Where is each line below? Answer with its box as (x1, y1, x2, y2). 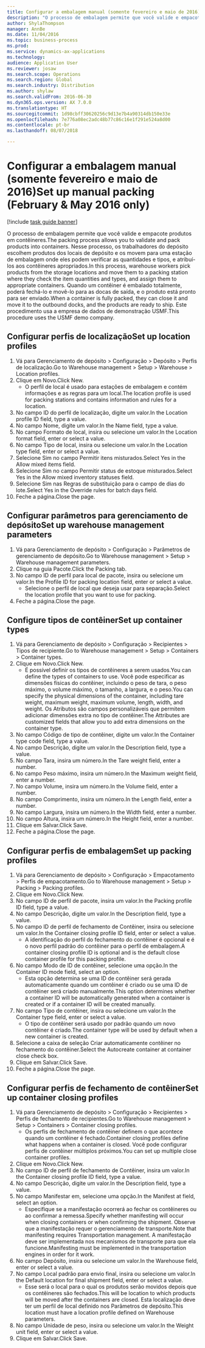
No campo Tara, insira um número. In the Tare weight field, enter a (15, 757, 181, 764)
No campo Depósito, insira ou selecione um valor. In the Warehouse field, (15, 1257, 198, 1264)
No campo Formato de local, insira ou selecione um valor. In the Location (15, 428, 197, 436)
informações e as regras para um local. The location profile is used (24, 389, 191, 397)
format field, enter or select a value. (15, 434, 106, 442)
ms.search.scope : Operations (7, 71, 81, 77)
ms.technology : (7, 54, 46, 60)
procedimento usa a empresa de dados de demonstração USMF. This (7, 307, 179, 314)
